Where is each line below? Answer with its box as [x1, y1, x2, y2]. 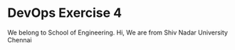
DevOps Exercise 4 [7, 5, 122, 21]
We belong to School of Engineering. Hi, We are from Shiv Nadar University [7, 28, 228, 37]
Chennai [7, 35, 32, 44]
